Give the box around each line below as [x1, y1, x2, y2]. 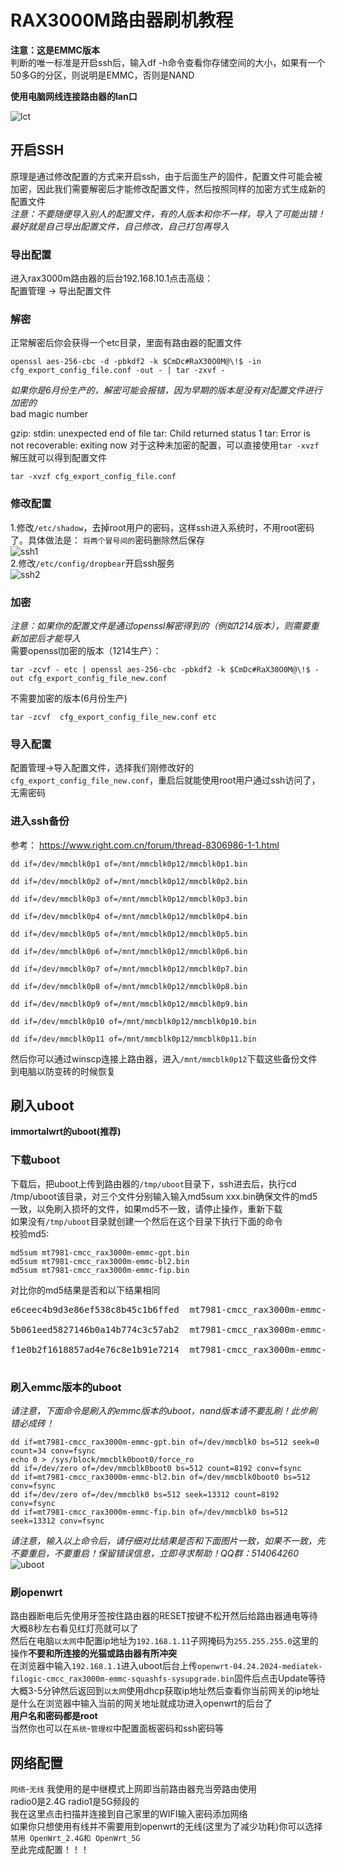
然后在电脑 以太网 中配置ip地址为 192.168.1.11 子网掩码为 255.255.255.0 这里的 [10, 1635, 319, 1647]
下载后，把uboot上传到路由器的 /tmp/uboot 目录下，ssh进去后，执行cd [10, 1177, 297, 1190]
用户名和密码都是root [10, 1710, 98, 1722]
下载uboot [10, 1153, 61, 1167]
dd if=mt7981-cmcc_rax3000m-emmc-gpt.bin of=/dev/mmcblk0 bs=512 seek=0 [10, 1437, 320, 1447]
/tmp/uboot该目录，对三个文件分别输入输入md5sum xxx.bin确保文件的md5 [10, 1190, 318, 1202]
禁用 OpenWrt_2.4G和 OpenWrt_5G [10, 1834, 141, 1844]
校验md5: [10, 1227, 50, 1240]
